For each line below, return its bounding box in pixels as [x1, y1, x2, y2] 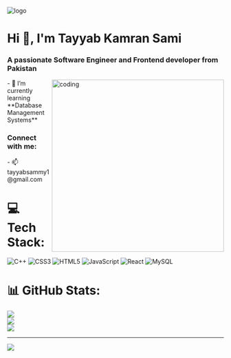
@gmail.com [7, 175, 43, 183]
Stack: [7, 234, 45, 250]
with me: [7, 142, 37, 151]
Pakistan [7, 64, 37, 74]
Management [7, 109, 45, 117]
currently [7, 87, 33, 95]
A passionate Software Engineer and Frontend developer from [7, 55, 219, 65]
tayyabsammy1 [7, 167, 49, 176]
